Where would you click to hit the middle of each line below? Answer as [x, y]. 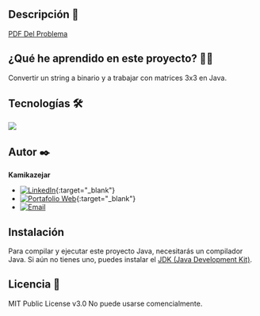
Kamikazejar [29, 175]
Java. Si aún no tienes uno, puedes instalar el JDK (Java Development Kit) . [130, 260]
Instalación [36, 232]
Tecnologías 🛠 [46, 104]
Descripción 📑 [44, 15]
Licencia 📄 [34, 285]
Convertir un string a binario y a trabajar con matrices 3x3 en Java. [118, 78]
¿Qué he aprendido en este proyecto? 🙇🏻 [111, 59]
